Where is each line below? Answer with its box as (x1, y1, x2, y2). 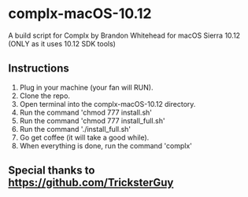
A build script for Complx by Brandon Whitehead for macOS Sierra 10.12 (8, 31, 241, 40)
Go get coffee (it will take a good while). (19, 133, 150, 142)
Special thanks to (8, 164, 95, 177)
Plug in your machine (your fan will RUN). (19, 82, 154, 92)
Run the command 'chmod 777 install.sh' (19, 108, 152, 117)
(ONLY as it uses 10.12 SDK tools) (8, 38, 117, 48)
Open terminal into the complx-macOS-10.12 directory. (19, 99, 196, 108)
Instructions (8, 62, 69, 75)
